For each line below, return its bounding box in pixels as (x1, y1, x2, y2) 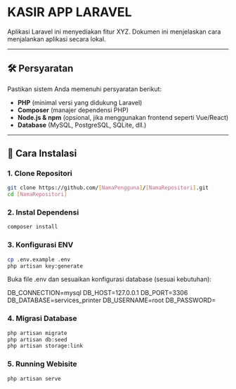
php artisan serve (7, 375, 61, 382)
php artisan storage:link (7, 343, 83, 350)
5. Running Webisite (7, 359, 77, 369)
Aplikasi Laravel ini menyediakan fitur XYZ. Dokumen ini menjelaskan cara (7, 27, 221, 36)
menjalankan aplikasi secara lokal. (7, 34, 107, 43)
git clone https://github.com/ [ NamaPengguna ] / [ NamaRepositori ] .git (7, 184, 209, 191)
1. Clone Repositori (7, 169, 72, 179)
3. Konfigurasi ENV (7, 240, 74, 250)
